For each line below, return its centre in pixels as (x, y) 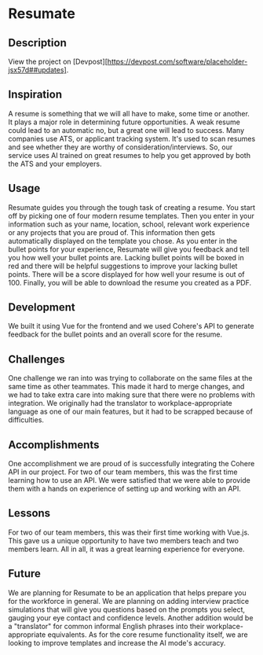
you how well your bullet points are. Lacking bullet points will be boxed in (126, 257)
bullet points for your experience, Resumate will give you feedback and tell (129, 249)
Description (37, 43)
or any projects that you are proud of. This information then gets (112, 232)
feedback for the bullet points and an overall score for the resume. (115, 334)
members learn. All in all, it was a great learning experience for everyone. (126, 549)
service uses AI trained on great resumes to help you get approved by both (130, 155)
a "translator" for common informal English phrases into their (106, 626)
